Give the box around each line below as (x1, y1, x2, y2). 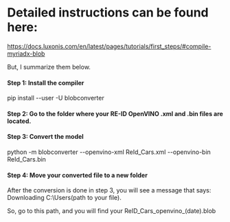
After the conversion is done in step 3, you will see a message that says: (7, 186, 211, 195)
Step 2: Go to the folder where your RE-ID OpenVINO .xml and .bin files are (7, 109, 223, 118)
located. (7, 117, 32, 125)
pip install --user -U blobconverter (7, 94, 104, 102)
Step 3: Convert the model (7, 133, 84, 141)
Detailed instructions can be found (7, 5, 209, 21)
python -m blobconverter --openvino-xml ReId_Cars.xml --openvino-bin (7, 148, 211, 156)
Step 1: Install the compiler (7, 78, 84, 87)
